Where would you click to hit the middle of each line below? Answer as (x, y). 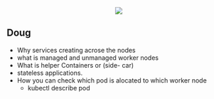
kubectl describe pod (59, 88)
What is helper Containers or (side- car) (75, 65)
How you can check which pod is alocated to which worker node (112, 80)
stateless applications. (50, 73)
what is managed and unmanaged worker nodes (88, 58)
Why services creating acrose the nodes (76, 50)
